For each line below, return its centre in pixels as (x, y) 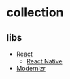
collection (35, 13)
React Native (44, 61)
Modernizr (31, 68)
